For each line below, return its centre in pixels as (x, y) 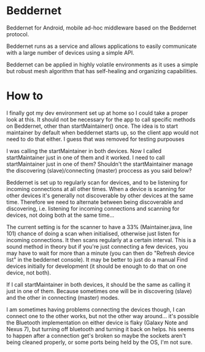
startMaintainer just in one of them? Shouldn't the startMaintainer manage (100, 164)
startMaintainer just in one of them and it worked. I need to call (86, 157)
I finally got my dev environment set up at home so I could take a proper (97, 113)
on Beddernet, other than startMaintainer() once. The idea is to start (92, 126)
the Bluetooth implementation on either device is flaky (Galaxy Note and (97, 323)
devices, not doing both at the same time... (60, 215)
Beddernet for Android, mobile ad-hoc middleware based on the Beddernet (101, 28)
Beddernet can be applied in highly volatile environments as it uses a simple (102, 65)
